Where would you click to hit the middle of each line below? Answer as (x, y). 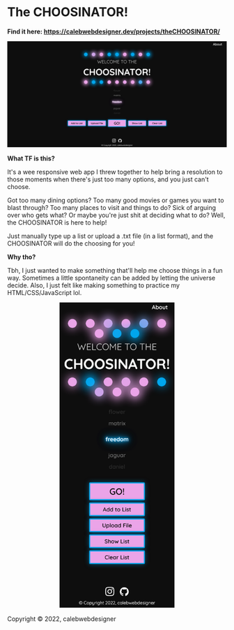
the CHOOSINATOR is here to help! (57, 222)
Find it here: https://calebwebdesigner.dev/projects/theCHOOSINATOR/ (114, 31)
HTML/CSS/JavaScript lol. (45, 292)
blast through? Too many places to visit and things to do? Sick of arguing (112, 207)
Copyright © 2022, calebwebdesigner (62, 619)
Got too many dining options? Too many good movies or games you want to (116, 200)
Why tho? (22, 257)
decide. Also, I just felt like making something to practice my (93, 285)
